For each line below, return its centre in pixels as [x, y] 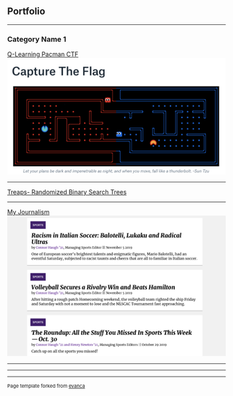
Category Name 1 [37, 39]
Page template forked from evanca [46, 386]
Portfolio [26, 11]
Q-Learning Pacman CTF [43, 54]
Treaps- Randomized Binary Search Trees [67, 192]
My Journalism [28, 212]
